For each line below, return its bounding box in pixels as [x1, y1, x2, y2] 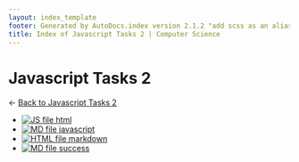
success [58, 143, 90, 154]
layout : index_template [8, 12, 97, 22]
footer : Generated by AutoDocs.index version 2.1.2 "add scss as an [8, 21, 269, 30]
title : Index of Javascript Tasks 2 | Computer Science [8, 29, 220, 38]
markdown [68, 134, 108, 144]
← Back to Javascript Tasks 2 [8, 97, 118, 108]
